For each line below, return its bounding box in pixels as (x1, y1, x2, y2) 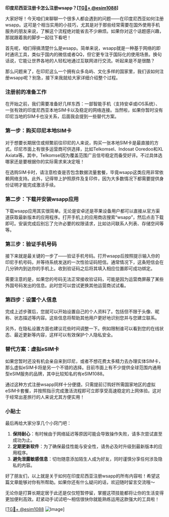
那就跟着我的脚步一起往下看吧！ (5, 35, 71, 40)
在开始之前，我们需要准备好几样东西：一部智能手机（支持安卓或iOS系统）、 (5, 101, 160, 107)
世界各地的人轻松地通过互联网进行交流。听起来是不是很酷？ (31, 58, 155, 63)
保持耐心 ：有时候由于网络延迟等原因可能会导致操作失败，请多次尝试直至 (12, 431, 162, 437)
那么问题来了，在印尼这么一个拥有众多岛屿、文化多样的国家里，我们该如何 (5, 68, 159, 74)
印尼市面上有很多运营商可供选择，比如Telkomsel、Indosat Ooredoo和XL (14, 146, 163, 152)
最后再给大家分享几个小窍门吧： (5, 420, 71, 426)
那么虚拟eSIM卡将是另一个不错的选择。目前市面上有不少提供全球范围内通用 (5, 364, 161, 370)
